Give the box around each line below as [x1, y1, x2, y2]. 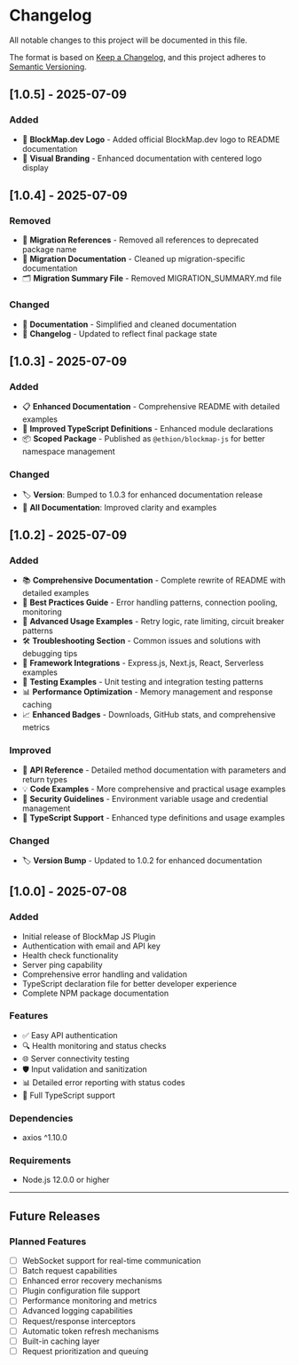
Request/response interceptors [21, 1315, 136, 1326]
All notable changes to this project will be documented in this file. [9, 35, 248, 45]
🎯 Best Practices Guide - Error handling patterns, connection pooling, [21, 597, 278, 608]
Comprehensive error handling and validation [21, 969, 188, 980]
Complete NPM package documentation [21, 988, 169, 998]
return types [21, 774, 68, 784]
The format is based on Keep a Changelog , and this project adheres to [9, 52, 266, 62]
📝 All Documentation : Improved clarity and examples [21, 502, 217, 512]
